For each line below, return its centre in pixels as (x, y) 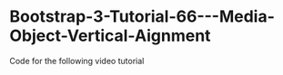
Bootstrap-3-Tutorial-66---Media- (142, 17)
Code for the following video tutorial (77, 61)
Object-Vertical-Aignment (110, 36)
